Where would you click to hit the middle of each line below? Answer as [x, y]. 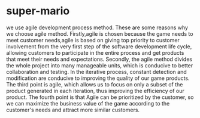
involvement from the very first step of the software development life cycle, [99, 46]
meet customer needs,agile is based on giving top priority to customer [93, 40]
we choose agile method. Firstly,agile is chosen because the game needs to [100, 33]
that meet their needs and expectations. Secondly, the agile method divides [99, 59]
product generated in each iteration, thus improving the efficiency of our [95, 91]
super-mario [38, 11]
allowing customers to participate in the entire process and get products [95, 52]
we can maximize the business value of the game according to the [88, 103]
